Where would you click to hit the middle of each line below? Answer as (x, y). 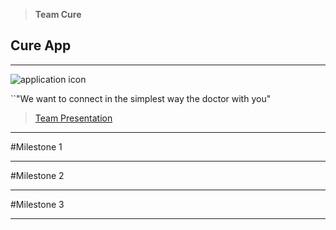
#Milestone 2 (37, 175)
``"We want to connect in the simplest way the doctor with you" (141, 98)
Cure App (41, 45)
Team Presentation (73, 118)
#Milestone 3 (37, 204)
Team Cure (58, 14)
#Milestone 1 (36, 146)
